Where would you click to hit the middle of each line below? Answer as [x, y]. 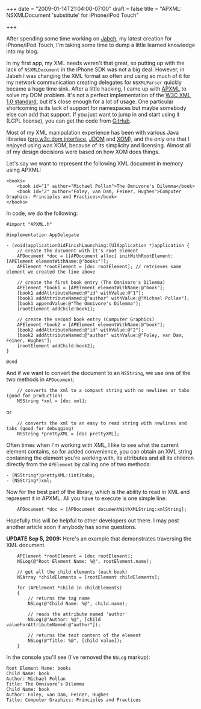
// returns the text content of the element [85, 635]
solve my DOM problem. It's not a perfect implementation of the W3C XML [99, 95]
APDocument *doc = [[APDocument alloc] [67, 256]
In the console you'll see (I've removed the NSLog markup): [78, 657]
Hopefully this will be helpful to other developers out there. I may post [93, 521]
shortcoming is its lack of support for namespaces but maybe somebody [96, 108]
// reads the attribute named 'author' [78, 614]
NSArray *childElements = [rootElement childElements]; [89, 577]
